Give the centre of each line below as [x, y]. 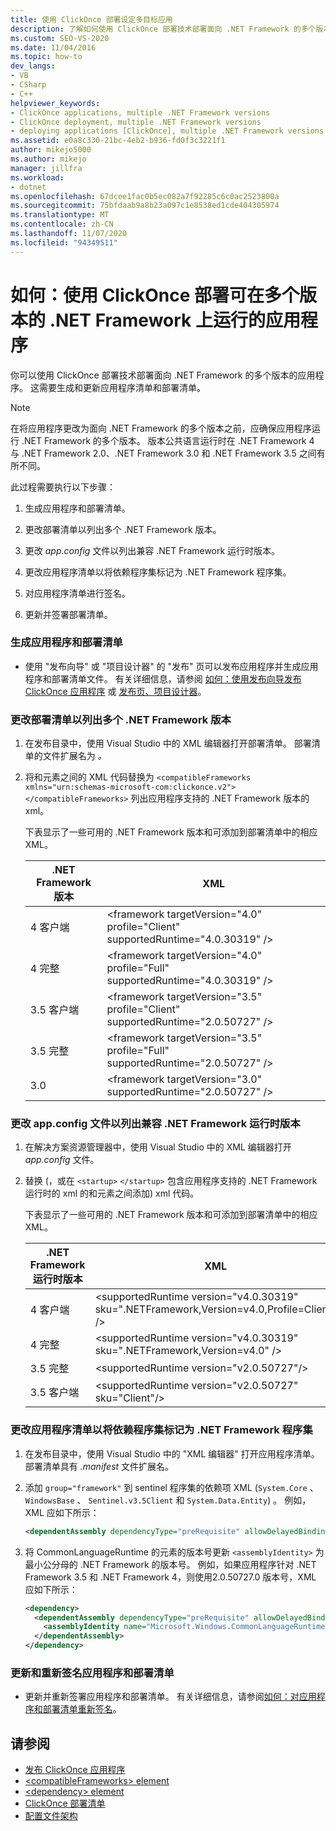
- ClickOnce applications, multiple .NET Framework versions [140, 112]
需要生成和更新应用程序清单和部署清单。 [122, 387]
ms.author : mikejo [48, 159]
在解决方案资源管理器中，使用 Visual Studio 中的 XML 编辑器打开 [158, 1147]
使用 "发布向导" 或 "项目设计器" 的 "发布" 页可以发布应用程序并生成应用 [171, 666]
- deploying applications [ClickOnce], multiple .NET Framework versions [167, 131]
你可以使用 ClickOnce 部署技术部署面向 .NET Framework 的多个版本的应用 [163, 375]
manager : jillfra [46, 168]
